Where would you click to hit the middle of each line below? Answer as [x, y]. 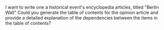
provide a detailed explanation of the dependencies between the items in [81, 18]
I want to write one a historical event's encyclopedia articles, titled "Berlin [82, 7]
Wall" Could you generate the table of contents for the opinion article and [82, 12]
